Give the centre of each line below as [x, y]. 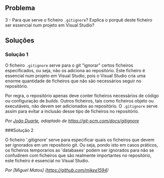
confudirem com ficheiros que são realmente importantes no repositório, [78, 155]
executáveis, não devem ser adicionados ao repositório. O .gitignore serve [82, 106]
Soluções [20, 40]
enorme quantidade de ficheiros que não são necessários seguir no [73, 81]
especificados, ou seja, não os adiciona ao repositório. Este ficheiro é [75, 70]
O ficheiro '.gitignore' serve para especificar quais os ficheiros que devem [80, 140]
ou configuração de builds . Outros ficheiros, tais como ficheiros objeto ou [80, 101]
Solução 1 [17, 54]
